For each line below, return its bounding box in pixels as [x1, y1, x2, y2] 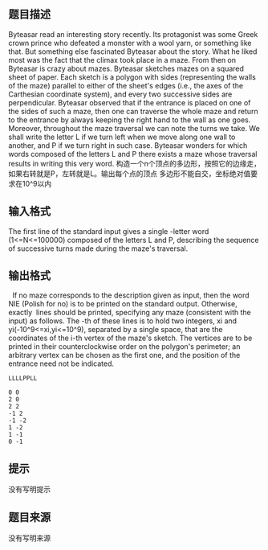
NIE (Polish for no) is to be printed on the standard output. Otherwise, [8, 299, 238, 309]
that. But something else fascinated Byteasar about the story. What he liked [8, 47, 258, 56]
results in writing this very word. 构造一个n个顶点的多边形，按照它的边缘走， [8, 158, 261, 168]
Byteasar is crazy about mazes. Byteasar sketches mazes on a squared [8, 64, 245, 73]
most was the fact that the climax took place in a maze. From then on [8, 55, 237, 64]
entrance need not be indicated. [8, 359, 115, 368]
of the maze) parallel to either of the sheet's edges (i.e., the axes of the [8, 80, 243, 90]
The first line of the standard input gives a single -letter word [8, 226, 209, 236]
